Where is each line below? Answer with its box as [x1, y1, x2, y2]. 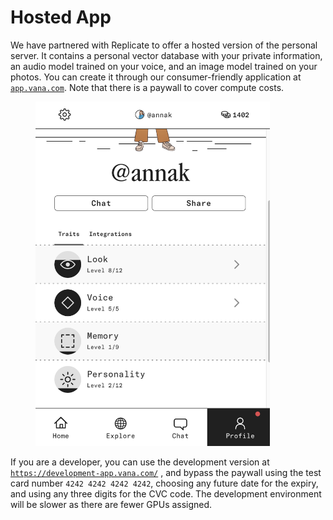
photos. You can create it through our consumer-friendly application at [10, 71, 302, 83]
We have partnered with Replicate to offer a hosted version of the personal [10, 39, 318, 51]
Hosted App [10, 6, 112, 29]
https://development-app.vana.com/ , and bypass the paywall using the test [10, 466, 322, 478]
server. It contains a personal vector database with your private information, [10, 49, 323, 61]
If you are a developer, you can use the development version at [10, 456, 270, 468]
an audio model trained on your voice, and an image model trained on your [10, 60, 318, 72]
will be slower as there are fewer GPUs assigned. [10, 498, 213, 510]
